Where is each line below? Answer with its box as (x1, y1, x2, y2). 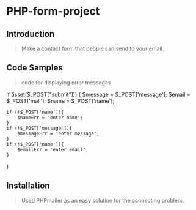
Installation (6, 181, 50, 191)
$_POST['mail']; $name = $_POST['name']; (6, 97, 115, 105)
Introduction (6, 29, 55, 39)
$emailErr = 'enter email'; (17, 146, 89, 152)
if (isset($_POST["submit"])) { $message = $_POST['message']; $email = (6, 91, 191, 98)
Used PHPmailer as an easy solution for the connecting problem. (21, 197, 184, 204)
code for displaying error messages (21, 78, 111, 86)
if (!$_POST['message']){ (6, 125, 72, 131)
